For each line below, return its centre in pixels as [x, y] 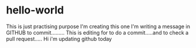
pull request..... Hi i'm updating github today [59, 39]
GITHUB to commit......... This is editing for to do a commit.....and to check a [97, 32]
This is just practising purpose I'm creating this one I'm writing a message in [98, 26]
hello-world [35, 10]
